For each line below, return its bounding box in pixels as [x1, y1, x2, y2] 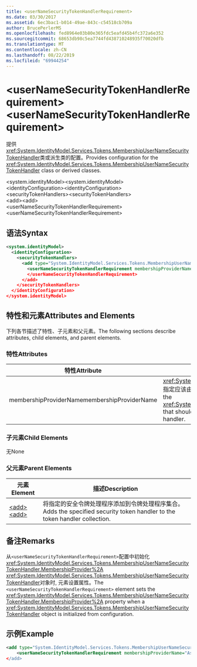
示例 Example [6, 629, 54, 639]
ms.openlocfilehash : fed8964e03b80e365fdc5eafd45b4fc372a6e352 [6, 31, 164, 36]
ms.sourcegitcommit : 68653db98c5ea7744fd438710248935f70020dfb [6, 36, 164, 42]
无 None [6, 448, 25, 455]
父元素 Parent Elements [6, 464, 72, 473]
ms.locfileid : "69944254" [6, 58, 69, 63]
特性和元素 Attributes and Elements [6, 311, 135, 321]
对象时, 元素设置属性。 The [40, 579, 104, 586]
